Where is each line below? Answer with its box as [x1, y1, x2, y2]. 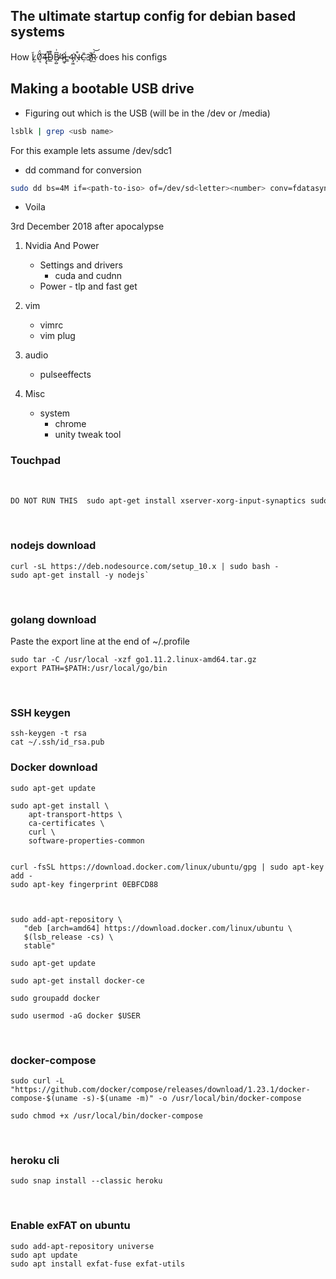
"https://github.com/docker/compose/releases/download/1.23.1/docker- [10, 1085, 311, 1095]
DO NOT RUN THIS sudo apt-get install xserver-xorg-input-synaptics [10, 495, 307, 506]
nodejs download [10, 539, 97, 553]
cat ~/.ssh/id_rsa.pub [10, 737, 105, 748]
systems [10, 24, 66, 41]
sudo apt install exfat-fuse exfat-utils [10, 1259, 186, 1269]
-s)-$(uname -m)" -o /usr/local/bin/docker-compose [81, 1094, 302, 1104]
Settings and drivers [39, 259, 123, 271]
